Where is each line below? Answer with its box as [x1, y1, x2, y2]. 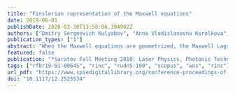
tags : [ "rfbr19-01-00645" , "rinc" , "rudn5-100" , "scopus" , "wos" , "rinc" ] [7, 62, 230, 69]
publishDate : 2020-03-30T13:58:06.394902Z [7, 23, 133, 30]
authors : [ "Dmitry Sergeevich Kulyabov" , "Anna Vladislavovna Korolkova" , [7, 29, 230, 37]
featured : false [7, 50, 55, 57]
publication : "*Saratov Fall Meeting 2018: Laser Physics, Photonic [7, 56, 211, 63]
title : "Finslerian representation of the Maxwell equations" [7, 10, 192, 17]
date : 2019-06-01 [7, 17, 58, 24]
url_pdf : [7, 69, 33, 76]
